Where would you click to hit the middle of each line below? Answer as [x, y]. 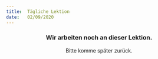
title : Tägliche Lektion [38, 12]
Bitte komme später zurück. [99, 50]
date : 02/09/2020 [30, 17]
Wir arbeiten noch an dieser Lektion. [99, 38]
